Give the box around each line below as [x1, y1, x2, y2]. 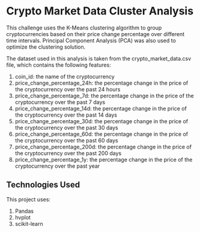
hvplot [14, 213, 31, 221]
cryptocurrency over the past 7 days [14, 98, 106, 106]
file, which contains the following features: [6, 61, 111, 69]
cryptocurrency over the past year [14, 162, 100, 169]
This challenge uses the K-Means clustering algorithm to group [6, 24, 162, 31]
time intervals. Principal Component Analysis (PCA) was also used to [6, 37, 176, 44]
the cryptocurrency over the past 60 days [14, 136, 118, 144]
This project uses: [6, 195, 51, 203]
